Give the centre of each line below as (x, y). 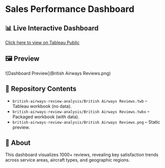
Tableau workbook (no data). (42, 106)
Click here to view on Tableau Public (42, 42)
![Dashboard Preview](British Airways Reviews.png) (58, 73)
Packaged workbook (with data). (46, 117)
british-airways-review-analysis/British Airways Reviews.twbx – (81, 111)
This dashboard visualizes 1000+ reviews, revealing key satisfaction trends (82, 155)
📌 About (18, 143)
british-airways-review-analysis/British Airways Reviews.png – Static (86, 122)
